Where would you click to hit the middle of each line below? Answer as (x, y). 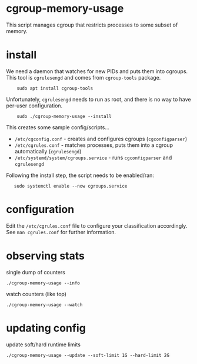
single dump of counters (36, 272)
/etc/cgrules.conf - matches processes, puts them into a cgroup (94, 145)
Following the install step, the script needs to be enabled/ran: (80, 175)
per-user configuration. (34, 106)
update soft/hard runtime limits (44, 345)
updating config (46, 328)
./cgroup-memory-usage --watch (44, 305)
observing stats (46, 256)
